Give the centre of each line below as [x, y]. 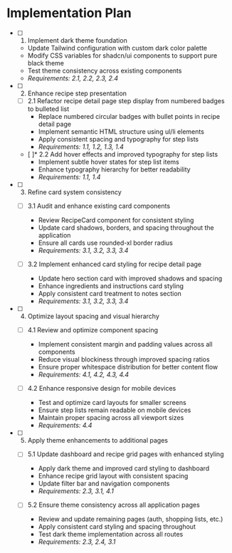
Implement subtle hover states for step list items [109, 162]
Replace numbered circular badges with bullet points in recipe [129, 116]
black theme [46, 63]
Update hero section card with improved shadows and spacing [130, 278]
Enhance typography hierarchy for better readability [114, 169]
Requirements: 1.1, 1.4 [69, 177]
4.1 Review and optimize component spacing [93, 330]
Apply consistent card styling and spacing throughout [117, 527]
